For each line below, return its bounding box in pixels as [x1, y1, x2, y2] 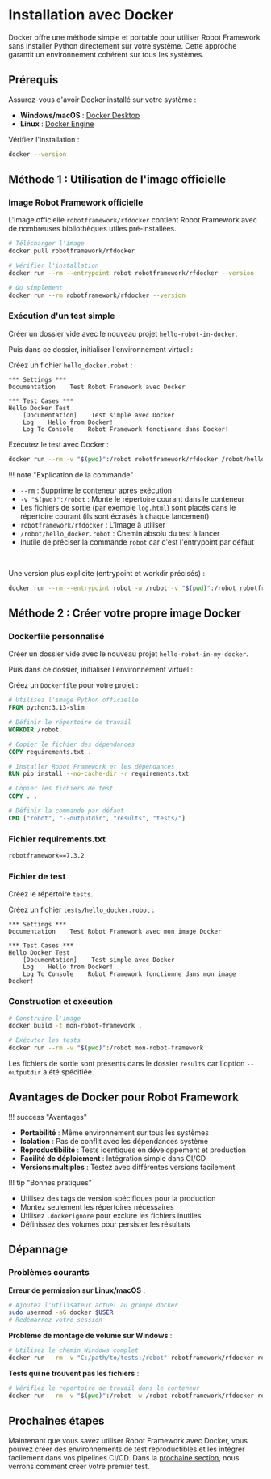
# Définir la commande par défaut [8, 807, 125, 815]
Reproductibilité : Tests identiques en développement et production [19, 1145, 247, 1155]
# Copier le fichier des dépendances [8, 740, 135, 748]
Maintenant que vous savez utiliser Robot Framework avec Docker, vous [8, 1435, 248, 1445]
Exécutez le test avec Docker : [8, 439, 109, 449]
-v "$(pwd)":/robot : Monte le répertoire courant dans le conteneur [19, 494, 245, 503]
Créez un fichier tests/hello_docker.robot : [8, 905, 155, 915]
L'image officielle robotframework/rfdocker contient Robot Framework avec [8, 215, 258, 225]
